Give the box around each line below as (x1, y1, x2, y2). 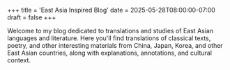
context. (7, 56, 31, 64)
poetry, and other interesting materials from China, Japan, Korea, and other (7, 42, 223, 49)
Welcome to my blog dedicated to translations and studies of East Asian (7, 27, 214, 35)
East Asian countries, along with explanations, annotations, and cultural (7, 49, 213, 57)
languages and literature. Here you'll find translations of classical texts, (7, 34, 211, 42)
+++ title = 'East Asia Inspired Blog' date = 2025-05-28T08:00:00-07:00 (7, 6, 216, 14)
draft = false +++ (7, 13, 56, 21)
